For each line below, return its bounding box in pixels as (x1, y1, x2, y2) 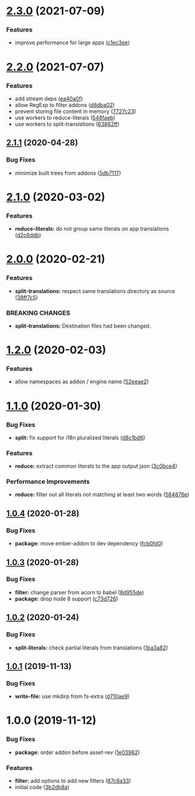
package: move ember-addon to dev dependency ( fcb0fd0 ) (14, 540, 163, 547)
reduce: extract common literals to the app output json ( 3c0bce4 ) (14, 462, 178, 470)
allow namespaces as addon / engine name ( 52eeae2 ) (14, 378, 150, 385)
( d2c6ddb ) (14, 231, 42, 239)
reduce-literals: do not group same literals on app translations (14, 225, 169, 233)
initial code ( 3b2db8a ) (14, 783, 70, 791)
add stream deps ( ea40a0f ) (14, 94, 83, 102)
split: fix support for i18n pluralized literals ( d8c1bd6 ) (14, 434, 145, 441)
